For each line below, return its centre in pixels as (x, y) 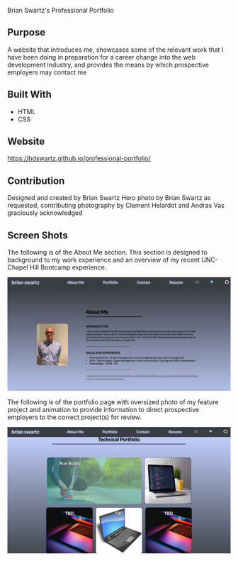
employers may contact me (47, 72)
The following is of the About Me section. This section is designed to (107, 252)
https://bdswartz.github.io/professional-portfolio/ (79, 158)
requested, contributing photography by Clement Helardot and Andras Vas (116, 206)
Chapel (18, 267)
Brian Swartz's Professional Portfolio (61, 10)
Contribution (36, 180)
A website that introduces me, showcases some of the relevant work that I (115, 50)
